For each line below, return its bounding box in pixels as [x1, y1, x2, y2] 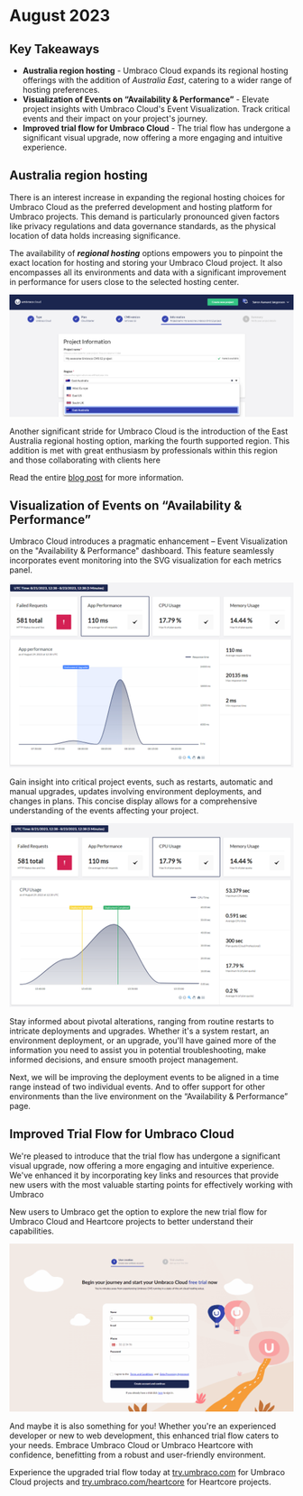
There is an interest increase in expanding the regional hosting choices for [9, 191, 286, 203]
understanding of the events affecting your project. [9, 805, 199, 816]
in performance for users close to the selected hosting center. [9, 276, 240, 287]
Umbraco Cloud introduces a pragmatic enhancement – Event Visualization [9, 536, 289, 546]
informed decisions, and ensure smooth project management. [9, 1054, 239, 1065]
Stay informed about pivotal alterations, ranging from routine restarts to [9, 1016, 275, 1027]
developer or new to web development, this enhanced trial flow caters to [9, 1430, 280, 1441]
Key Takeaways [9, 41, 100, 57]
